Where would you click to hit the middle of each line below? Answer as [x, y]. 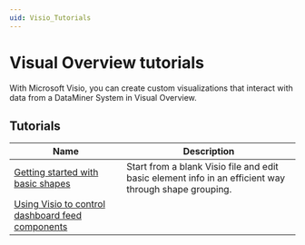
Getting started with [56, 172]
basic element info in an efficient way [206, 178]
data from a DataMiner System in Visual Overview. [103, 97]
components [41, 227]
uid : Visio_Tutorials [50, 18]
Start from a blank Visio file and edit [202, 167]
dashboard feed [48, 216]
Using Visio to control [60, 204]
